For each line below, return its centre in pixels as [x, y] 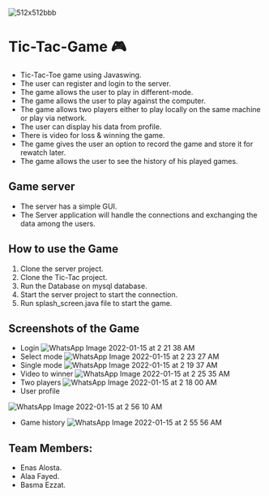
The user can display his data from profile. [91, 127]
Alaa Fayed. [40, 477]
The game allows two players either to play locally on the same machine [140, 109]
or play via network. [53, 118]
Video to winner [47, 374]
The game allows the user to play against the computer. [113, 101]
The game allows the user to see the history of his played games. [129, 161]
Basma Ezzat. [43, 485]
